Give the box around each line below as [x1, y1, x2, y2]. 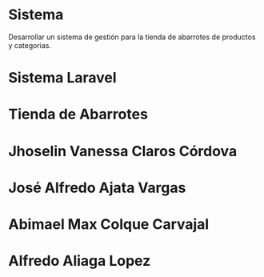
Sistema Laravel [8, 69, 118, 87]
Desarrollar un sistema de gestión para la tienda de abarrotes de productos [8, 32, 256, 42]
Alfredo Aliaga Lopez [8, 252, 151, 270]
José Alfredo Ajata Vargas [8, 179, 186, 197]
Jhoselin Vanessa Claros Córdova [8, 142, 238, 160]
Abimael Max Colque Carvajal [8, 215, 210, 233]
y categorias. [8, 40, 52, 50]
